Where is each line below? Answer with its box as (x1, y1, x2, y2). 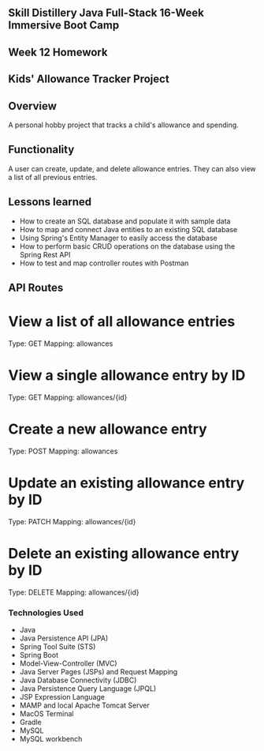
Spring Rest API (19, 250, 71, 259)
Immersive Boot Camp (8, 19, 120, 32)
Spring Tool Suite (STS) (19, 641, 96, 651)
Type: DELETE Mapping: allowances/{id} (8, 588, 139, 597)
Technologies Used (8, 607, 84, 618)
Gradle (19, 717, 42, 727)
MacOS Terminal (19, 708, 74, 718)
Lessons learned (8, 195, 92, 208)
